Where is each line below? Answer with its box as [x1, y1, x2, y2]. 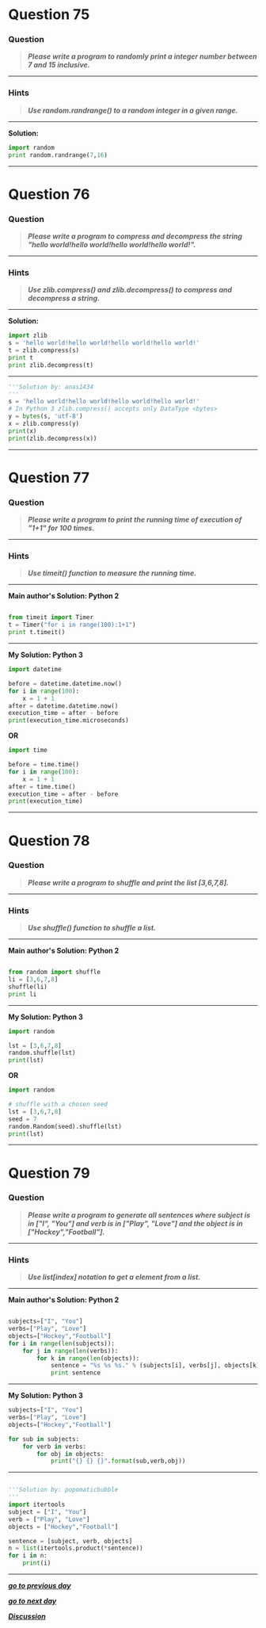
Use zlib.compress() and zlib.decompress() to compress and [27, 285, 232, 295]
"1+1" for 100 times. [27, 523, 95, 533]
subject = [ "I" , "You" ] [8, 1508, 87, 1515]
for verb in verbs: [22, 1443, 87, 1450]
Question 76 [8, 185, 90, 203]
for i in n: [8, 1552, 47, 1560]
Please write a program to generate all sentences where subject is [27, 1210, 251, 1220]
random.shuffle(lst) [8, 1049, 77, 1057]
